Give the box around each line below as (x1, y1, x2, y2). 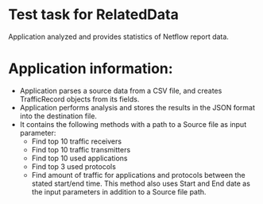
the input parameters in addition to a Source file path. (31, 187, 207, 196)
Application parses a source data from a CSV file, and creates (19, 86, 222, 95)
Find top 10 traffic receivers (31, 137, 122, 146)
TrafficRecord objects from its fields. (19, 94, 140, 104)
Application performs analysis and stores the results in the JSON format (19, 102, 256, 112)
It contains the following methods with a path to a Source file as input (19, 119, 247, 129)
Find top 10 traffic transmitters (31, 144, 131, 154)
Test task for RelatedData (8, 6, 179, 24)
